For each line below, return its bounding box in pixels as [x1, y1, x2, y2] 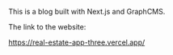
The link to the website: [8, 22, 86, 31]
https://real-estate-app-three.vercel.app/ [8, 37, 146, 47]
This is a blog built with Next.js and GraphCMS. [8, 7, 166, 16]
